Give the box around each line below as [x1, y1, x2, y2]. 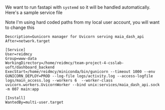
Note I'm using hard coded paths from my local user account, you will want [5, 19, 160, 25]
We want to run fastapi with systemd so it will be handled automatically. [5, 4, 151, 10]
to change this [5, 24, 35, 30]
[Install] [5, 95, 26, 100]
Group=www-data [5, 56, 37, 61]
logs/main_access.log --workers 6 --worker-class [5, 78, 113, 83]
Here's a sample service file [5, 9, 62, 15]
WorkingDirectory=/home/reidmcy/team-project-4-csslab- [5, 60, 124, 65]
